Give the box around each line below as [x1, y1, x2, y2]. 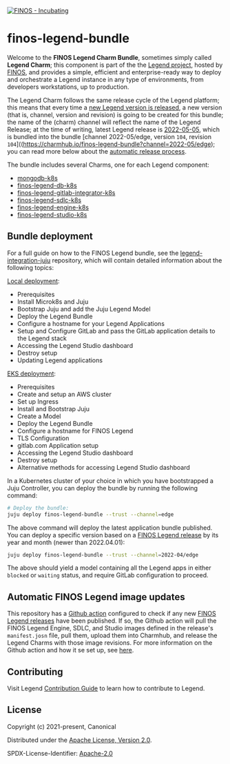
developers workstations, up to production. [7, 83, 129, 91]
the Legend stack [17, 334, 67, 342]
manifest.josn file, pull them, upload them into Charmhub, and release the [7, 631, 218, 640]
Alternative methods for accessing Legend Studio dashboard [17, 463, 191, 471]
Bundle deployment [7, 231, 93, 242]
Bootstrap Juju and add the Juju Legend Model [17, 304, 151, 313]
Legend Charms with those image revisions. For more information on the [7, 639, 213, 647]
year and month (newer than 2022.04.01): [7, 538, 125, 546]
